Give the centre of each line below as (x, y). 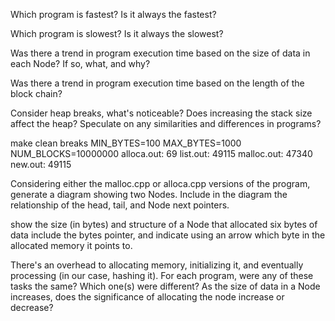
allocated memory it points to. (71, 245)
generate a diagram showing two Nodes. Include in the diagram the (149, 194)
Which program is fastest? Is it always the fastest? (113, 14)
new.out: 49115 (41, 164)
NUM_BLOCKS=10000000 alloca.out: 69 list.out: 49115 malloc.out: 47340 (161, 153)
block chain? (36, 93)
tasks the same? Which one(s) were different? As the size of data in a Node (165, 286)
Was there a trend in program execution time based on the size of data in (160, 53)
